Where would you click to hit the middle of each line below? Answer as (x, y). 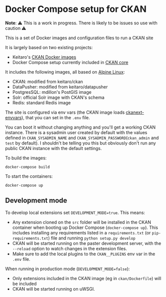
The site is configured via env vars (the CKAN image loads (65, 112)
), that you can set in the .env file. (56, 117)
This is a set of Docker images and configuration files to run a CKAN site (79, 38)
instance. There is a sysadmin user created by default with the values (76, 132)
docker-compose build (28, 167)
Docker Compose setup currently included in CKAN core (70, 62)
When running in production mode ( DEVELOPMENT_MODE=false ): (68, 269)
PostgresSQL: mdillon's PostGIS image (52, 92)
